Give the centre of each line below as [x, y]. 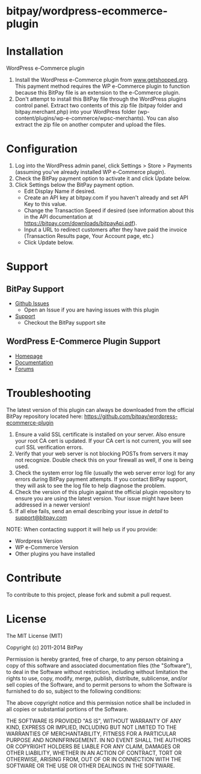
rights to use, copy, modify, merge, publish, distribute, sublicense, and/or [97, 678]
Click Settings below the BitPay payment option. [74, 185]
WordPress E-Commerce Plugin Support [83, 342]
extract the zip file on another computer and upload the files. [90, 125]
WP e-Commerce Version [47, 547]
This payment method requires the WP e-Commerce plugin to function [102, 86]
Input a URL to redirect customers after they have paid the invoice [106, 229]
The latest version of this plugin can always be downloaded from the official [100, 410]
